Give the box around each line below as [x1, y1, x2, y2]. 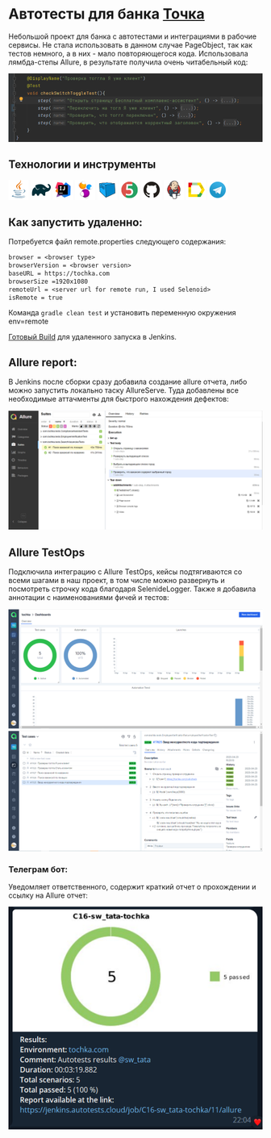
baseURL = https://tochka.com [8, 269, 110, 278]
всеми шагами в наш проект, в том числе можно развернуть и [8, 576, 225, 586]
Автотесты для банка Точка [8, 5, 206, 23]
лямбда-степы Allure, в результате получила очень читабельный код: [8, 57, 248, 67]
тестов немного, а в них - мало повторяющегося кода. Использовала [8, 48, 248, 58]
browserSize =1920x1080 [8, 277, 89, 286]
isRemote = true [8, 294, 63, 302]
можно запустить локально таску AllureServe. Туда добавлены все [8, 386, 240, 395]
